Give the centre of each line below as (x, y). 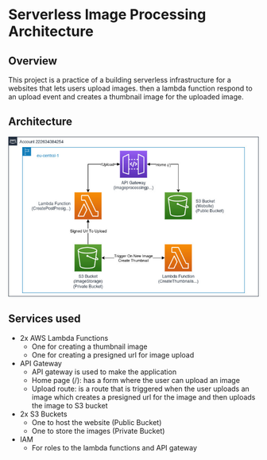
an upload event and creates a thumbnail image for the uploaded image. (126, 97)
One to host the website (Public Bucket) (97, 422)
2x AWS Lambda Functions (64, 338)
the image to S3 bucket (70, 405)
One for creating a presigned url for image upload (113, 354)
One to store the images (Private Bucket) (98, 431)
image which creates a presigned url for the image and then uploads (143, 397)
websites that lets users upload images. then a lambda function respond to (130, 88)
